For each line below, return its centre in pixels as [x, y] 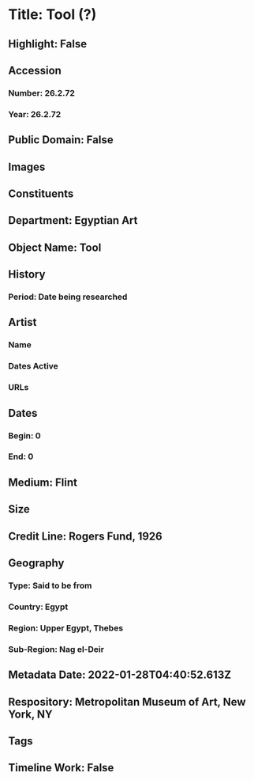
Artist [22, 322]
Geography [36, 563]
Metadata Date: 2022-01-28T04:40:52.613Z [120, 675]
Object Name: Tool [55, 247]
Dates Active [34, 366]
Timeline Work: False [61, 768]
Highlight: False [48, 44]
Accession [35, 70]
